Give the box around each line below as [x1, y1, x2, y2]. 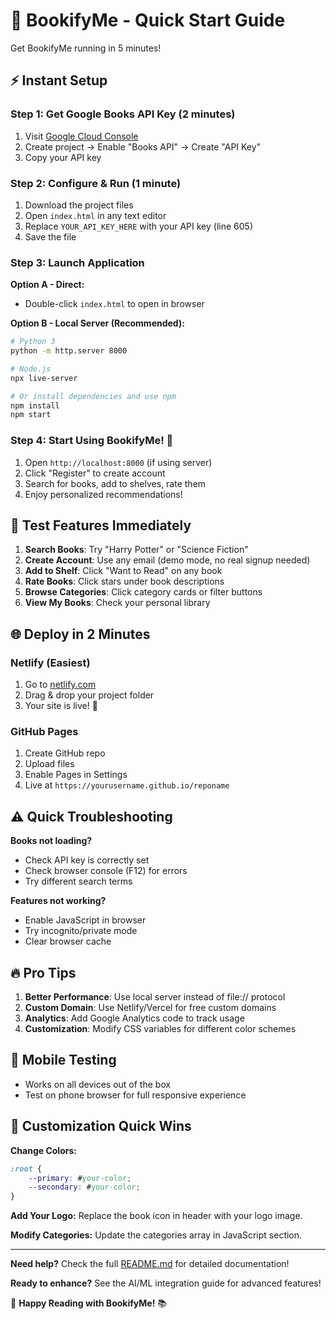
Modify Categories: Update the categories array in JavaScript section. [10, 1229, 303, 1241]
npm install [10, 400, 60, 411]
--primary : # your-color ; [28, 1173, 132, 1183]
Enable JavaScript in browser [24, 914, 147, 926]
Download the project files [24, 199, 134, 211]
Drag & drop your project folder [24, 689, 155, 701]
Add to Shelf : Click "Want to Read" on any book [24, 565, 223, 577]
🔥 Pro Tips [10, 964, 77, 981]
